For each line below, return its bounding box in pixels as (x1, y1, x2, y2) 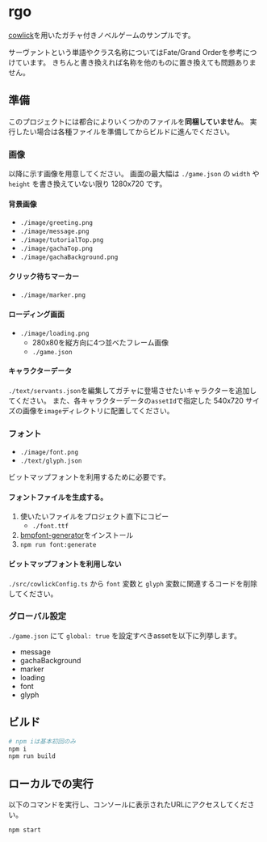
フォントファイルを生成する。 (8, 492, 107, 501)
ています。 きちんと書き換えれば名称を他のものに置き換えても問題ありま (15, 57, 257, 67)
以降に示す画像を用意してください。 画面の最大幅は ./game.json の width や (8, 169, 260, 179)
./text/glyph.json (19, 457, 82, 465)
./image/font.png (19, 448, 79, 457)
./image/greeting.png (19, 219, 93, 227)
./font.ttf (31, 523, 69, 531)
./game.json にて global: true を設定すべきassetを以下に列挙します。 (8, 630, 242, 641)
